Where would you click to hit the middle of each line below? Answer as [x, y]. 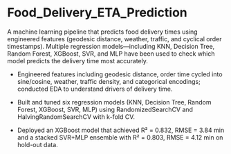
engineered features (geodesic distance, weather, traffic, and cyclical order [114, 38]
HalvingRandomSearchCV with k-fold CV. [76, 117]
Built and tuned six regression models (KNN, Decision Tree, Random [114, 102]
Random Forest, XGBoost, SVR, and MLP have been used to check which [111, 54]
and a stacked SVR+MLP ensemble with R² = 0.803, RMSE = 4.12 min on [120, 137]
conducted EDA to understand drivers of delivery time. [95, 89]
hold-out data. [38, 144]
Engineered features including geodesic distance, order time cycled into [120, 74]
